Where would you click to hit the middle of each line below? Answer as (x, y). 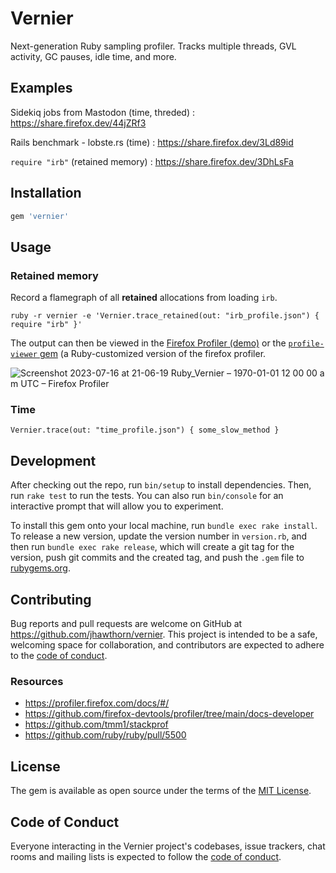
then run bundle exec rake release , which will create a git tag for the (152, 547)
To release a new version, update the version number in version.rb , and (159, 536)
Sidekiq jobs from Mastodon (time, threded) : (103, 112)
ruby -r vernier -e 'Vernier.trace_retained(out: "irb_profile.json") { (165, 316)
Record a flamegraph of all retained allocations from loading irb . (144, 298)
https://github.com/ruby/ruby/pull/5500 (105, 735)
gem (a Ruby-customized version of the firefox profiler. (153, 354)
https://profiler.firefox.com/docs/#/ (97, 703)
